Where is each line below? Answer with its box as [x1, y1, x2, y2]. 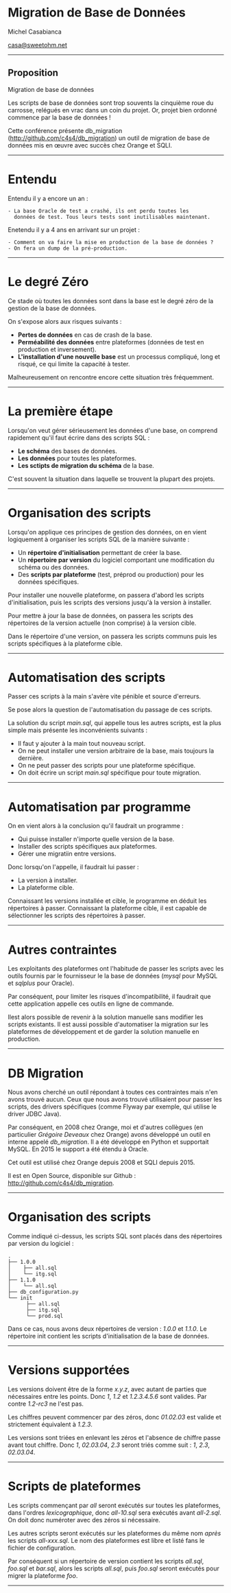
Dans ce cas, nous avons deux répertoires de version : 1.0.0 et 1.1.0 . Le [8, 1325, 208, 1333]
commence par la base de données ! [8, 113, 112, 121]
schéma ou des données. [17, 563, 90, 571]
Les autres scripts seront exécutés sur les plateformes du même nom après [8, 1529, 221, 1537]
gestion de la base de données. [8, 304, 97, 312]
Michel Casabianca [8, 27, 62, 36]
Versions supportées [8, 1362, 130, 1378]
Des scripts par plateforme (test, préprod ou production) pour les [17, 570, 204, 578]
